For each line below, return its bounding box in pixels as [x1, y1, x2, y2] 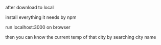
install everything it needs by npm [5, 14, 77, 20]
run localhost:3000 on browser [5, 24, 71, 30]
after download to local [5, 5, 54, 10]
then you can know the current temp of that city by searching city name [5, 34, 156, 40]
